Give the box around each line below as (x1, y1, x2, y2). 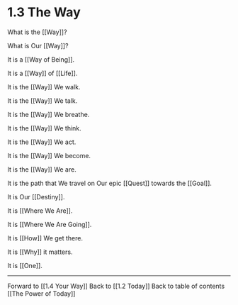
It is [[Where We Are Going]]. (7, 220, 92, 228)
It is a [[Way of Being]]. (7, 55, 75, 64)
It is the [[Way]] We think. (7, 123, 81, 132)
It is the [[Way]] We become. (7, 151, 91, 160)
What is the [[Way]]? (7, 28, 67, 36)
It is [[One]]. (7, 261, 42, 270)
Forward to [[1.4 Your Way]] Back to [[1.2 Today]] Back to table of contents (7, 282, 225, 290)
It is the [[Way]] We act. (7, 138, 76, 146)
